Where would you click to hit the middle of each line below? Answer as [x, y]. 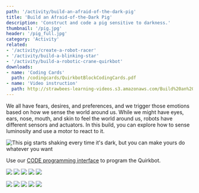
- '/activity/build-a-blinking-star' [53, 56]
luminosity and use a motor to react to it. [55, 131]
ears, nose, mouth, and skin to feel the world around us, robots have [89, 118]
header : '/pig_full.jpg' [37, 34]
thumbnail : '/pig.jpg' [34, 28]
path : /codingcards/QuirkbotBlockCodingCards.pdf [74, 78]
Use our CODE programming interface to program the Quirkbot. [84, 160]
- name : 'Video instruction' [42, 84]
